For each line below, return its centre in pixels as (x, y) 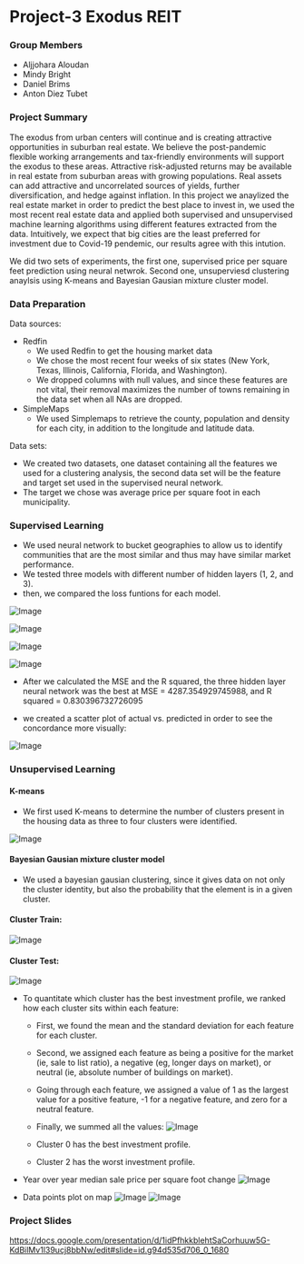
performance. (48, 564)
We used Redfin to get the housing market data (124, 351)
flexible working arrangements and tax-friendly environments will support (147, 156)
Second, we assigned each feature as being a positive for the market (165, 1053)
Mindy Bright (46, 75)
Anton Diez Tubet (55, 94)
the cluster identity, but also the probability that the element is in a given (157, 889)
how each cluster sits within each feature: (101, 1008)
